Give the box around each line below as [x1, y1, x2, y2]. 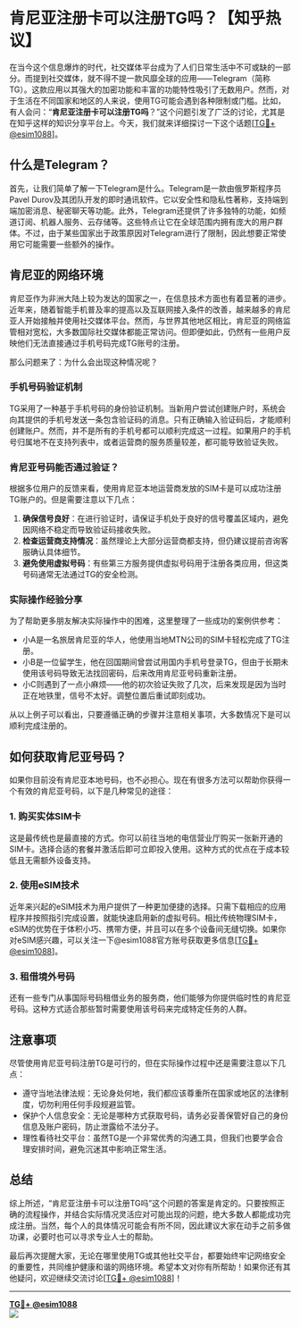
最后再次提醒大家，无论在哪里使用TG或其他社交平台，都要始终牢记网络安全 [9, 1250, 287, 1261]
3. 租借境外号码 [9, 970, 76, 983]
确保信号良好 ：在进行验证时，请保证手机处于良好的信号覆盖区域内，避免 [21, 513, 288, 524]
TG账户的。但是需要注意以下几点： [9, 494, 138, 505]
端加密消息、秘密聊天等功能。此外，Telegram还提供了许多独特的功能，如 [9, 205, 279, 215]
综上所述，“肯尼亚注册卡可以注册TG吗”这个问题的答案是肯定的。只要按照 [9, 1197, 278, 1208]
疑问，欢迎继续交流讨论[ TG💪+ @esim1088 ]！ [16, 1272, 183, 1283]
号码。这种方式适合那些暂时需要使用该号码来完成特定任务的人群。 [9, 1004, 252, 1014]
